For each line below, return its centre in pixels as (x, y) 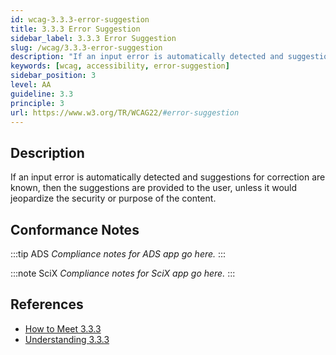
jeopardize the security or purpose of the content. (113, 198)
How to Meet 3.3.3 (63, 328)
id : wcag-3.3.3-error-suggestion (80, 19)
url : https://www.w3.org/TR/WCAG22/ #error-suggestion (125, 112)
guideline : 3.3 (42, 94)
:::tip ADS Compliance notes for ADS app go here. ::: (118, 254)
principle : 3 (37, 103)
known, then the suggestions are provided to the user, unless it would (154, 188)
